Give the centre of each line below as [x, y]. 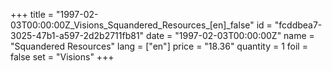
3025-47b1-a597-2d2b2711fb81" [77, 35]
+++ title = [32, 14]
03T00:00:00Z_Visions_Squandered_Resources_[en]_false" [132, 25]
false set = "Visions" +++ [62, 57]
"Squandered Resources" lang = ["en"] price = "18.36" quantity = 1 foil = [159, 46]
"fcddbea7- [298, 25]
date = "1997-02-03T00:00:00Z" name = [230, 35]
